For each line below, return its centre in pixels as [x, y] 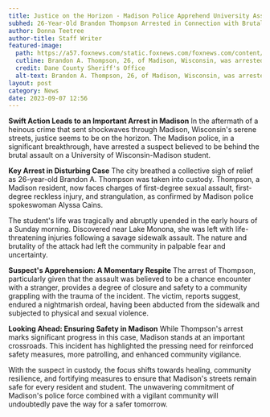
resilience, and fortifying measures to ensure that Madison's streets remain [133, 378]
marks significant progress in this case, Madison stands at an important [127, 337]
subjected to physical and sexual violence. [78, 313]
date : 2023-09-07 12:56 [48, 98]
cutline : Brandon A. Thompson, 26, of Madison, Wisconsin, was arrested [140, 61]
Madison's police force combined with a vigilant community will [113, 396]
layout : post [30, 83]
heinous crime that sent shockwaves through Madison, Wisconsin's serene [133, 130]
